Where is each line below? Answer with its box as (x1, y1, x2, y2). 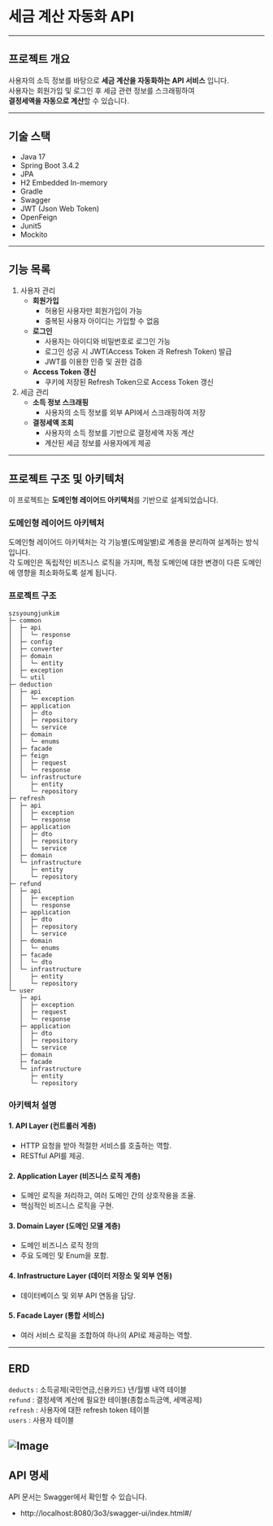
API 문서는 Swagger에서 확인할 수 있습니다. (8, 1492, 148, 1502)
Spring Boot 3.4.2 (19, 160, 80, 170)
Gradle (19, 186, 43, 196)
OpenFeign (19, 212, 58, 222)
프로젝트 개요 (8, 52, 71, 66)
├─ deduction (8, 680, 53, 688)
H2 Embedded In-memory (19, 177, 108, 187)
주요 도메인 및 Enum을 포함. (19, 1250, 109, 1261)
